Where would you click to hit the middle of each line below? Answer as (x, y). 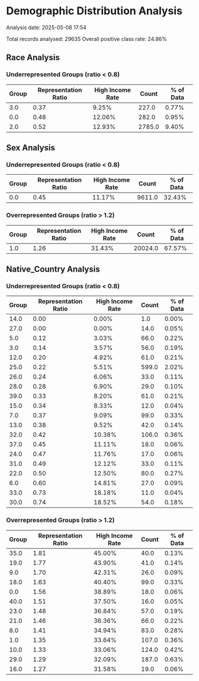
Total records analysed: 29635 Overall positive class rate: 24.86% (87, 39)
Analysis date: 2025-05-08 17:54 (46, 27)
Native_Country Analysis (53, 269)
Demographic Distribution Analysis (94, 11)
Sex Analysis (31, 148)
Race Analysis (33, 58)
